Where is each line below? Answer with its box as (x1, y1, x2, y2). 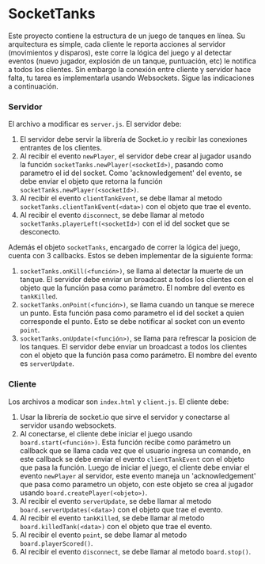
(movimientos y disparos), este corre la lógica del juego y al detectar (8, 48, 232, 57)
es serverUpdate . (19, 359, 75, 368)
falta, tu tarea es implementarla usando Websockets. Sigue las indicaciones (8, 73, 255, 82)
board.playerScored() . (19, 538, 93, 547)
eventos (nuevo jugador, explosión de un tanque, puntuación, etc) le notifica (8, 56, 257, 66)
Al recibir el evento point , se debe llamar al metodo (19, 530, 187, 539)
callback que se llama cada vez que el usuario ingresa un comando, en (19, 445, 252, 455)
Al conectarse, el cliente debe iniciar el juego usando (19, 429, 193, 438)
